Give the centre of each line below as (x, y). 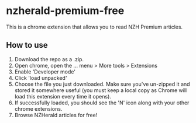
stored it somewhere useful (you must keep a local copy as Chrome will (101, 90)
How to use (27, 45)
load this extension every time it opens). (63, 96)
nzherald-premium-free (65, 11)
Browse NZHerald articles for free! (56, 115)
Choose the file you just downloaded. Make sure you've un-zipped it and (102, 84)
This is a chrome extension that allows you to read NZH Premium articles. (94, 27)
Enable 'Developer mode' (45, 72)
